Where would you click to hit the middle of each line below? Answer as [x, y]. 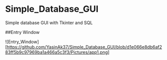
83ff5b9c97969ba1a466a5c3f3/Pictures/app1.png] [57, 52]
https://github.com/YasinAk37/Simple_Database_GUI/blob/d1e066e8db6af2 [84, 47]
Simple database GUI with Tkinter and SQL [49, 23]
